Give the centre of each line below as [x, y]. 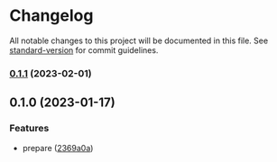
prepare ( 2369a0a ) [58, 148]
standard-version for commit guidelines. [84, 49]
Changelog [51, 16]
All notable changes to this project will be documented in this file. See [139, 40]
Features [29, 129]
